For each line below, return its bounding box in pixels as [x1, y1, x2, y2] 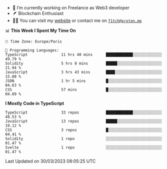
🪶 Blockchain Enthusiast [12, 10, 64, 16]
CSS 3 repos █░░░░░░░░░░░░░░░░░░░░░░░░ [5, 127, 162, 132]
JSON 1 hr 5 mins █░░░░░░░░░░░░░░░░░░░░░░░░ [5, 78, 162, 83]
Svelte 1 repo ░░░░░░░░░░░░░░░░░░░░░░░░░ [5, 145, 162, 150]
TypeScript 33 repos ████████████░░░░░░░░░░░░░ [5, 110, 162, 115]
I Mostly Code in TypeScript [5, 100, 64, 106]
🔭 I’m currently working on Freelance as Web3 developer [12, 5, 130, 10]
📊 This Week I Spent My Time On [5, 27, 76, 33]
